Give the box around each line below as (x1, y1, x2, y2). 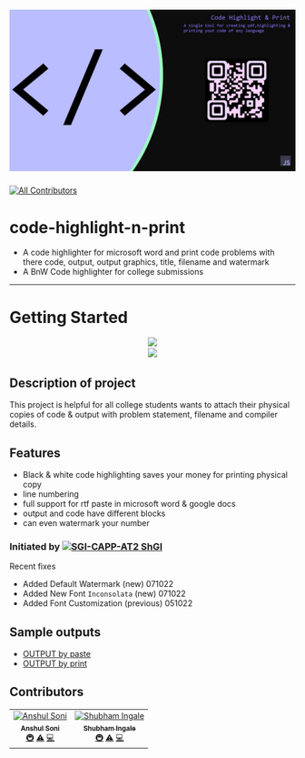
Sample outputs (9, 624, 102, 640)
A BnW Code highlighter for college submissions (22, 267, 204, 278)
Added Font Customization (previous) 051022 (22, 598, 193, 609)
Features (9, 445, 61, 460)
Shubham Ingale (83, 723, 136, 733)
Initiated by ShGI (9, 540, 163, 552)
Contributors (9, 684, 84, 700)
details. (9, 419, 37, 430)
